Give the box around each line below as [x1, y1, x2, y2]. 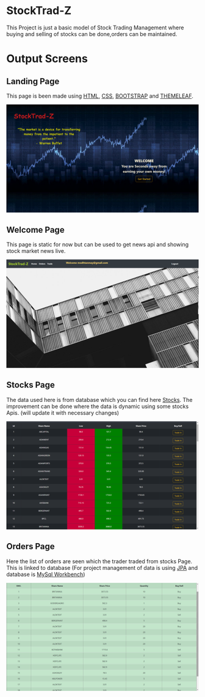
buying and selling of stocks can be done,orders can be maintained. [6, 30, 178, 37]
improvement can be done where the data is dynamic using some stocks [6, 403, 189, 410]
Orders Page [6, 541, 55, 552]
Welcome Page [6, 224, 65, 235]
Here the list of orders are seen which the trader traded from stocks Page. [6, 557, 193, 565]
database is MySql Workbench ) [6, 571, 85, 578]
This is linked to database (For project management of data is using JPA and [6, 564, 198, 571]
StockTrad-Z [6, 4, 72, 18]
